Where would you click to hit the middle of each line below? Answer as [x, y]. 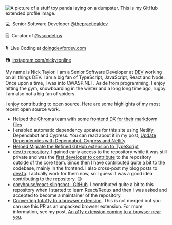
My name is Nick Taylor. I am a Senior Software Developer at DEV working [84, 72]
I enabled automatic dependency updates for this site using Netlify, [84, 130]
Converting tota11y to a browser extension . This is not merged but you [87, 201]
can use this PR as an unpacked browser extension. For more [78, 206]
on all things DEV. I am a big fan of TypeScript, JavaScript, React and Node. [85, 77]
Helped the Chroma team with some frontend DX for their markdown [85, 119]
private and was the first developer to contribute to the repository [82, 157]
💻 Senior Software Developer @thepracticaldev [57, 24]
